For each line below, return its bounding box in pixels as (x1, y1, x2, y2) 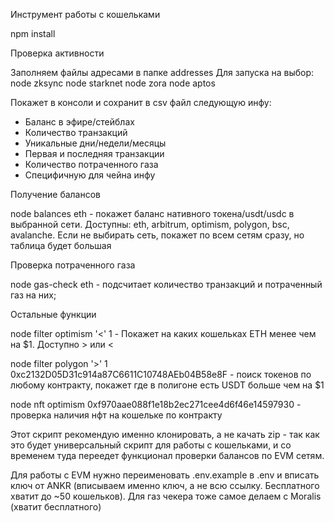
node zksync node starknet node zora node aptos (10, 77, 216, 89)
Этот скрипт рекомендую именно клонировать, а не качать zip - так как (10, 429, 320, 440)
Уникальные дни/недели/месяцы (24, 137, 167, 149)
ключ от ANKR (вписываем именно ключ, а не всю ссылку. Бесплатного (10, 480, 320, 491)
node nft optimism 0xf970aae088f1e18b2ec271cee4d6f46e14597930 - (10, 399, 302, 410)
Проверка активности (10, 47, 105, 59)
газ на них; (10, 289, 57, 301)
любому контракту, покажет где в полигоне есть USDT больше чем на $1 (10, 379, 325, 391)
